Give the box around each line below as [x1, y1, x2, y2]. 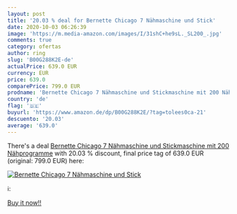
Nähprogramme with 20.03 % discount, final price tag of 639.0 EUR [7, 149, 205, 157]
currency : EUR [7, 69, 49, 76]
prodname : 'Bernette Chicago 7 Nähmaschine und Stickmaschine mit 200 [7, 89, 219, 96]
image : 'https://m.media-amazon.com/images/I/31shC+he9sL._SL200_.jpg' [7, 30, 222, 37]
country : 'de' [7, 96, 49, 103]
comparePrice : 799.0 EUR [7, 83, 80, 90]
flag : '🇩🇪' [7, 102, 42, 109]
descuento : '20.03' [7, 115, 65, 122]
